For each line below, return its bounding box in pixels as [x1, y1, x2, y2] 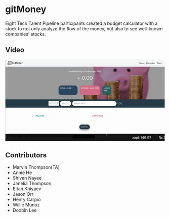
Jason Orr [12, 191, 34, 197]
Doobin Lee [12, 207, 37, 213]
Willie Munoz [12, 202, 40, 208]
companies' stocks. [5, 31, 46, 37]
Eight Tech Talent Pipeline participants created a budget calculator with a [5, 20, 158, 26]
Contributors [5, 151, 47, 160]
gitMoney [5, 4, 47, 15]
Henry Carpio [12, 196, 41, 203]
